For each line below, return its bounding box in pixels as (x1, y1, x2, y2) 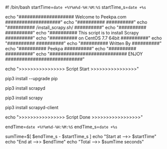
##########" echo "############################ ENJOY (5, 51, 143, 57)
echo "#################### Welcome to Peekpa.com (5, 14, 127, 19)
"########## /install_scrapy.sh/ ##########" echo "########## (5, 24, 147, 30)
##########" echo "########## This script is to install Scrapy (5, 30, 139, 35)
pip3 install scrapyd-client (5, 105, 59, 110)
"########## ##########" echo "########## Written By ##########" (5, 40, 162, 46)
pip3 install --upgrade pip (5, 76, 58, 81)
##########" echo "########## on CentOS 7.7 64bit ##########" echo (5, 35, 162, 41)
